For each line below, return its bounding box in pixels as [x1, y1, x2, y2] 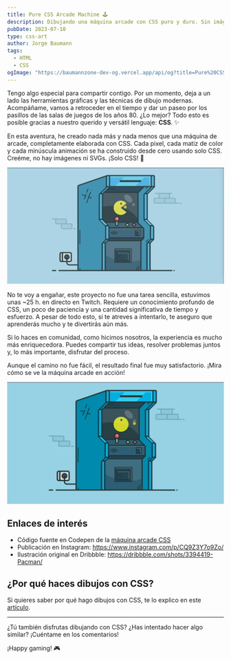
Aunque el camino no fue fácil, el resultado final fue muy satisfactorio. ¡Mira [7, 361, 222, 369]
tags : [7, 47, 23, 54]
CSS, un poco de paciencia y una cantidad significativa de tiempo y [7, 305, 199, 313]
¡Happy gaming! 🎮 [7, 644, 60, 652]
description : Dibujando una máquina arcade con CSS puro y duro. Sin [7, 18, 211, 25]
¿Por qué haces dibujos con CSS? [7, 578, 154, 590]
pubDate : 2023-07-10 [7, 25, 67, 32]
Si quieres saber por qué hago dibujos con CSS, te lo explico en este [7, 596, 201, 604]
